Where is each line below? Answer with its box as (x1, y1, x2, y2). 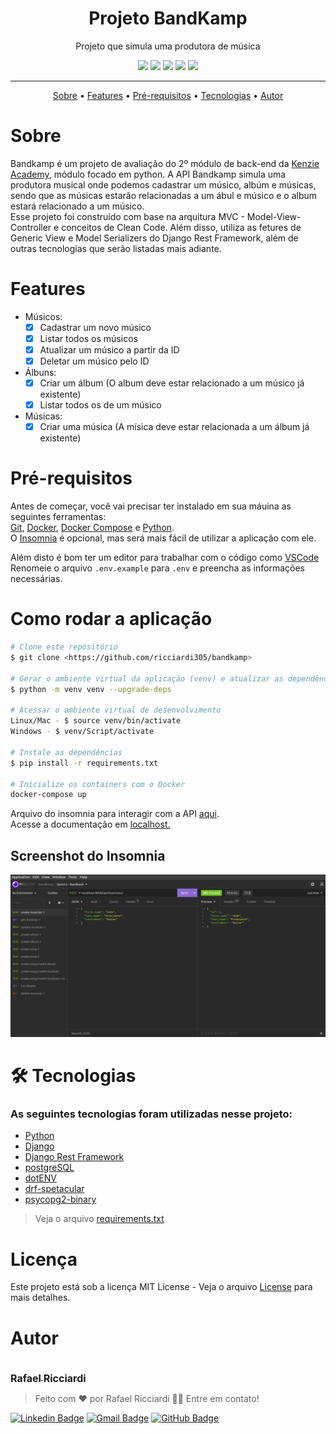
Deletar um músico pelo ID (39, 355, 150, 367)
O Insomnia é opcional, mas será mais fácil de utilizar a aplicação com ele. (10, 532, 317, 544)
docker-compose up (10, 790, 87, 800)
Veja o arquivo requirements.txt (34, 1213, 165, 1225)
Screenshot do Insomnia (10, 847, 166, 864)
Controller (10, 221, 52, 233)
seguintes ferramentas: (10, 511, 107, 523)
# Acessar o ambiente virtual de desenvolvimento (10, 705, 222, 716)
